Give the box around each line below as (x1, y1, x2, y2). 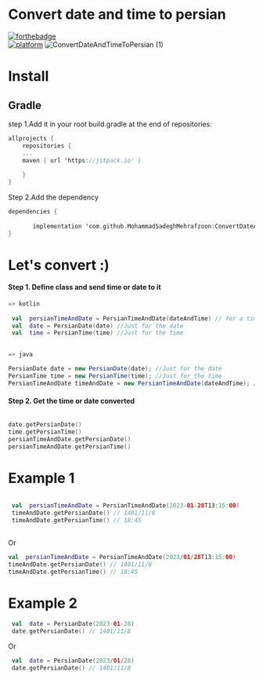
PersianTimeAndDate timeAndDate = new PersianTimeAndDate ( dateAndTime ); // (8, 379, 261, 387)
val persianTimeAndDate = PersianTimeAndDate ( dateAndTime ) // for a (11, 314, 243, 323)
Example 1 (8, 469, 75, 487)
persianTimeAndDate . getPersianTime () (8, 442, 131, 451)
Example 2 (8, 594, 78, 612)
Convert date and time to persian (8, 5, 226, 24)
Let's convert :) (8, 256, 110, 274)
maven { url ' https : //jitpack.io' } (22, 156, 142, 164)
